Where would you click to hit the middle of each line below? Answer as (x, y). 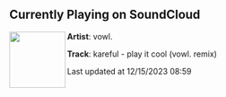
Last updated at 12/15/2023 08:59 (129, 71)
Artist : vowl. (90, 36)
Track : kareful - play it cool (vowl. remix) (142, 54)
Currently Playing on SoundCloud (105, 15)
